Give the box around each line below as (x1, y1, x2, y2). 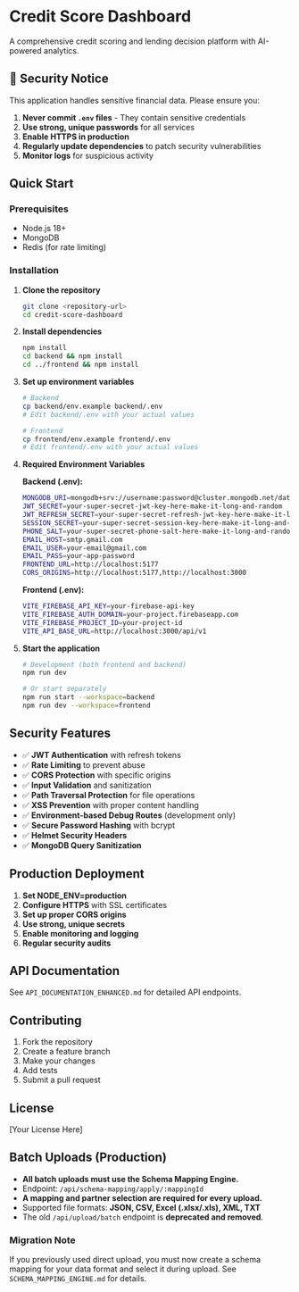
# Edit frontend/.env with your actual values (21, 443, 199, 452)
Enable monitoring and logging (21, 928, 139, 938)
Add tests (21, 1065, 58, 1076)
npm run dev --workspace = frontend (21, 701, 151, 711)
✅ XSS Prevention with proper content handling (21, 799, 199, 810)
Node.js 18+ (21, 223, 67, 234)
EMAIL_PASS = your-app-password (21, 552, 136, 561)
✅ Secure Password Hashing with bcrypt (21, 820, 176, 830)
